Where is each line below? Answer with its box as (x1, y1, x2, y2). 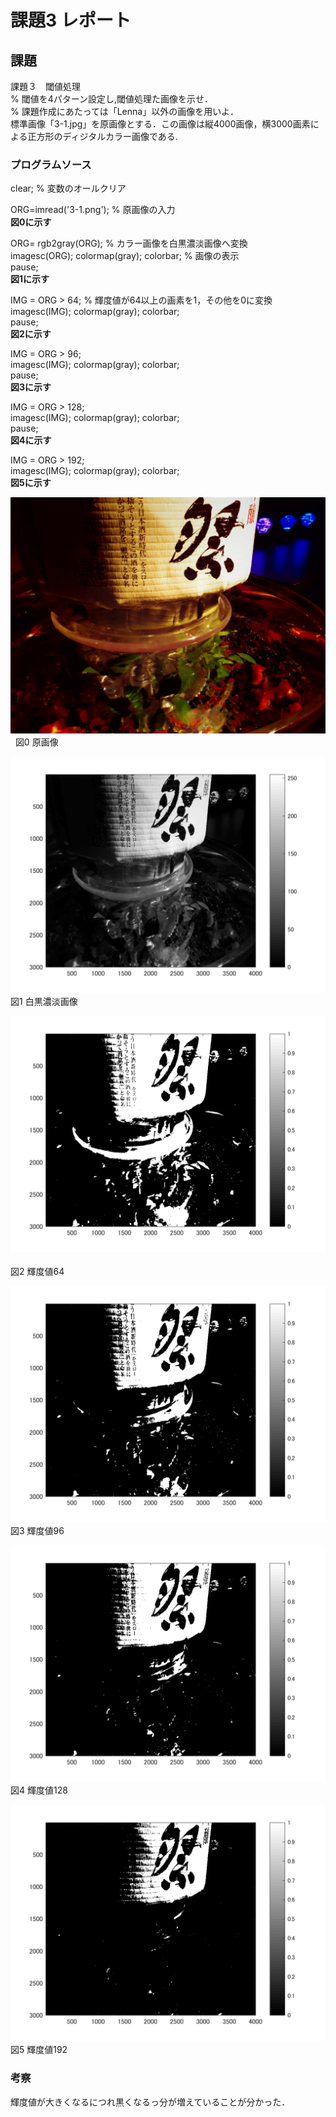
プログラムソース (10, 157, 92, 171)
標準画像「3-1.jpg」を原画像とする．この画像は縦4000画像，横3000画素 (10, 118, 311, 130)
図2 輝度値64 (10, 1266, 65, 1278)
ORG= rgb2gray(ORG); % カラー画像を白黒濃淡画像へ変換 (10, 237, 248, 250)
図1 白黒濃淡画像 (10, 996, 78, 1008)
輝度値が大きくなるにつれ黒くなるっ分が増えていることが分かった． (10, 2096, 291, 2108)
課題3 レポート (10, 9, 132, 32)
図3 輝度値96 (10, 1525, 65, 1537)
